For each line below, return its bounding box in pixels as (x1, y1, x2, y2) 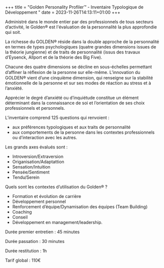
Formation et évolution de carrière (12, 194, 82, 199)
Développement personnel (12, 198, 66, 204)
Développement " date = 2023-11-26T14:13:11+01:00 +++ (5, 9, 121, 15)
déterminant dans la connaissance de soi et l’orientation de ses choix (5, 100, 145, 106)
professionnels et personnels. (5, 105, 65, 111)
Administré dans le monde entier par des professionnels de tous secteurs (5, 19, 154, 24)
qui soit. (5, 29, 21, 35)
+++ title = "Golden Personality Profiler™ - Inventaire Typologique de (5, 4, 144, 10)
